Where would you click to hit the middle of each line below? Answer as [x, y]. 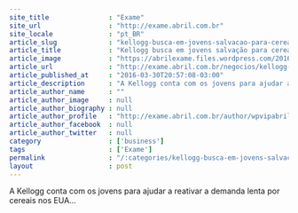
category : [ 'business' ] [87, 141]
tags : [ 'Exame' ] [81, 149]
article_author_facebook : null [71, 125]
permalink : [61, 158]
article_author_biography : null [71, 108]
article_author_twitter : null [71, 133]
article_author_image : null [71, 100]
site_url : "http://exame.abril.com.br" [117, 26]
